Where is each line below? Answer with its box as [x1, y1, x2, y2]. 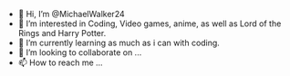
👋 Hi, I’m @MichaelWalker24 [17, 9, 125, 19]
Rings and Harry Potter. [17, 28, 107, 38]
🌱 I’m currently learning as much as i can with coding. [17, 37, 221, 48]
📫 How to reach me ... [17, 57, 103, 68]
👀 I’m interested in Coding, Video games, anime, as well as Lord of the [17, 18, 282, 29]
